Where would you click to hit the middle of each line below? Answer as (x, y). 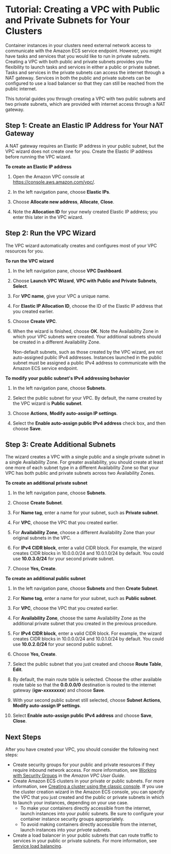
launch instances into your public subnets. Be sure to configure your (92, 814)
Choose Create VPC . (35, 321)
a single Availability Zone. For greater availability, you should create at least (84, 462)
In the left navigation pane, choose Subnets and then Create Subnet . (86, 588)
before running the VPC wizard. (39, 156)
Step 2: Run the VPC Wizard (51, 233)
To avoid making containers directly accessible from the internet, (89, 824)
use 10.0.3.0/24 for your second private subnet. (64, 559)
